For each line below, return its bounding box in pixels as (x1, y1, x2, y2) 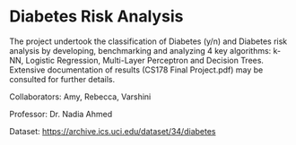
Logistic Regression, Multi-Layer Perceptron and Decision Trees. (25, 55, 265, 65)
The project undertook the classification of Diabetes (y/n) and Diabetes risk (9, 36, 288, 47)
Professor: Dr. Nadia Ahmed (9, 108, 113, 119)
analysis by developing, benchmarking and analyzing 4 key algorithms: (9, 45, 272, 55)
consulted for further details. (9, 73, 116, 84)
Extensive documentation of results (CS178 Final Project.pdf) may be (9, 64, 264, 75)
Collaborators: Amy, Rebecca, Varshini (9, 91, 152, 102)
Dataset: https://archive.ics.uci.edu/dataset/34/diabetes (9, 125, 216, 136)
